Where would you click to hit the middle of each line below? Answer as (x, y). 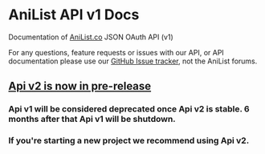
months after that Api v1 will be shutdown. (92, 120)
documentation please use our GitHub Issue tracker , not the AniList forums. (133, 61)
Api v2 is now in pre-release (80, 86)
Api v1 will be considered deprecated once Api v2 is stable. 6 (129, 109)
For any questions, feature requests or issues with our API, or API (116, 52)
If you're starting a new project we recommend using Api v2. (129, 140)
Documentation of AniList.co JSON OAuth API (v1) (91, 37)
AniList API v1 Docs (74, 15)
